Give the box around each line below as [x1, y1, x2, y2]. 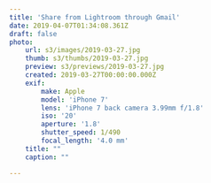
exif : [25, 79, 46, 88]
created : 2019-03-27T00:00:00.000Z [25, 71, 157, 80]
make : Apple [41, 87, 86, 95]
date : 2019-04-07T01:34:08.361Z [9, 21, 129, 30]
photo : [9, 37, 34, 47]
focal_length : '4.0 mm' [41, 136, 129, 145]
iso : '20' [41, 111, 77, 120]
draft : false [9, 29, 58, 38]
